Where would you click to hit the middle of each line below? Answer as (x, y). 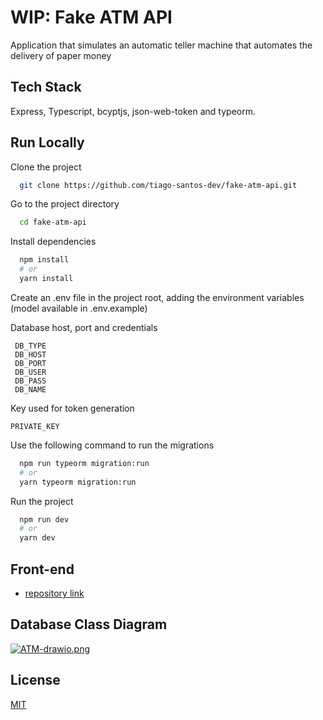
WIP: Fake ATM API (91, 17)
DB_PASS (30, 381)
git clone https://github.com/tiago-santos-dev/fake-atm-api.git (158, 185)
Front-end (42, 569)
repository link (54, 593)
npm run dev (44, 519)
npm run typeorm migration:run (84, 463)
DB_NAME (30, 389)
